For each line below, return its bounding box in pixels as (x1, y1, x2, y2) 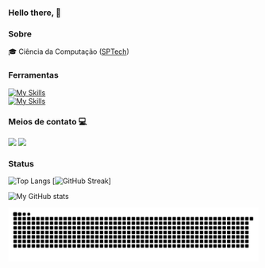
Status (8, 158, 34, 169)
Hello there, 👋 (8, 7, 62, 18)
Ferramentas (8, 70, 60, 81)
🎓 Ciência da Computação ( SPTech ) (8, 47, 129, 56)
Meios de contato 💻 (8, 117, 87, 128)
